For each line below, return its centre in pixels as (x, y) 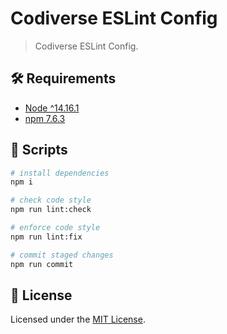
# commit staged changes (62, 255)
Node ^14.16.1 (52, 108)
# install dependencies (60, 173)
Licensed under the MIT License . (78, 319)
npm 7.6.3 (45, 118)
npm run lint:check (51, 210)
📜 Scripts (39, 150)
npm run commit (42, 264)
